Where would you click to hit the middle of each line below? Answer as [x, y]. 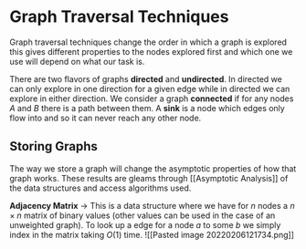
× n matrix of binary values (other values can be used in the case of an [142, 215]
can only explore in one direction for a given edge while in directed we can [150, 88]
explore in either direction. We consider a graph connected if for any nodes [152, 99]
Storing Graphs [54, 146]
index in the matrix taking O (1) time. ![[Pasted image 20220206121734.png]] [152, 234]
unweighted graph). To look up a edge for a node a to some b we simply [145, 224]
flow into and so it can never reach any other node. [106, 118]
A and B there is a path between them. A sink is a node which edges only [147, 108]
